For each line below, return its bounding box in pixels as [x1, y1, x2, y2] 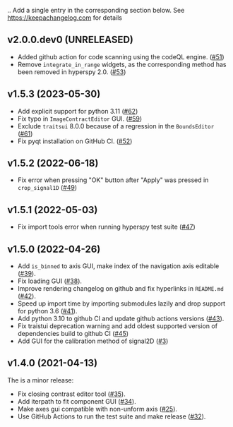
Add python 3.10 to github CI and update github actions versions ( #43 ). [17, 314, 225, 323]
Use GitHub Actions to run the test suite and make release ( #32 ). [17, 412, 206, 421]
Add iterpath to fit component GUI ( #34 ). [17, 397, 136, 405]
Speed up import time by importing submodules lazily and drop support [17, 299, 226, 308]
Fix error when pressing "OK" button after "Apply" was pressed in [17, 176, 209, 184]
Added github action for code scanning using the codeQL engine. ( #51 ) [17, 52, 225, 61]
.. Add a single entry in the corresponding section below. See [7, 6, 185, 14]
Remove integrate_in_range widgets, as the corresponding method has [17, 60, 227, 68]
